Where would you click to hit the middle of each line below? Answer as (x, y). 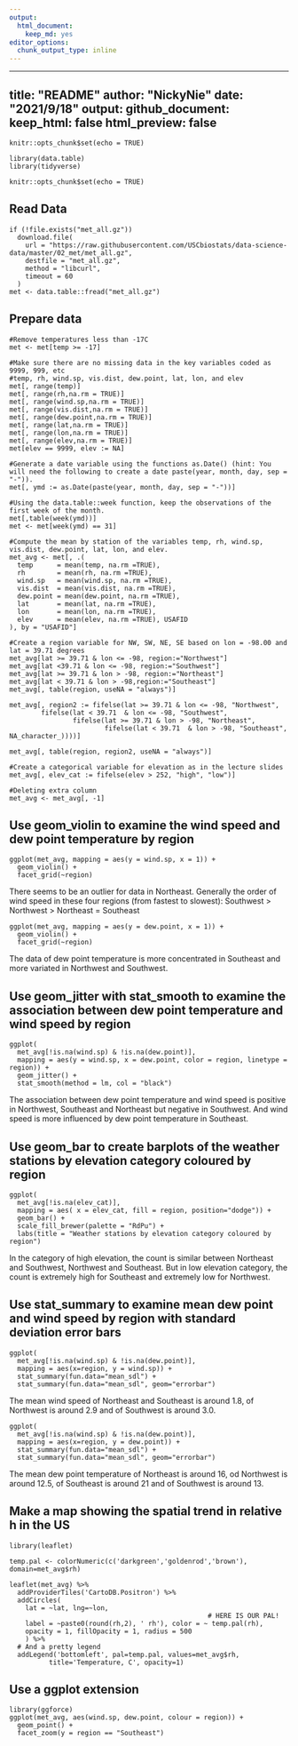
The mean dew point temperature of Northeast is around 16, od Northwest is (149, 1474)
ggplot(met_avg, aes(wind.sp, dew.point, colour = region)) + (126, 1718)
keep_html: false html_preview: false (113, 122)
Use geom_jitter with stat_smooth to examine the (148, 996)
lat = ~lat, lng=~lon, (67, 1608)
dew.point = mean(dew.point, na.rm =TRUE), (98, 596)
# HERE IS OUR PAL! (243, 1615)
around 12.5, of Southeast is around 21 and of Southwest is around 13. (137, 1483)
